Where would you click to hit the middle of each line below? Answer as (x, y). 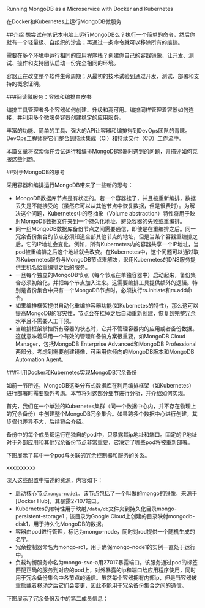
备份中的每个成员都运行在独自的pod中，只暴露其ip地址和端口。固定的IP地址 (102, 435)
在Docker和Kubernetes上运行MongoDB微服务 (64, 21)
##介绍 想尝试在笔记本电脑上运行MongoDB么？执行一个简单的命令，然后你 (101, 34)
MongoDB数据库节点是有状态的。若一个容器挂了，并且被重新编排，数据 (106, 198)
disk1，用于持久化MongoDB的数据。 (61, 524)
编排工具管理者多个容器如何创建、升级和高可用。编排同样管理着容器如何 (97, 110)
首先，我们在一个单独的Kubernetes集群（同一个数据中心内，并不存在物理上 (101, 406)
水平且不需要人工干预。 (45, 321)
